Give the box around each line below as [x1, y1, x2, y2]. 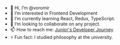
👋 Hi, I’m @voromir [10, 5, 50, 11]
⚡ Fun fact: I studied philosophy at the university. [10, 34, 113, 40]
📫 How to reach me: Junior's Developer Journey [10, 27, 114, 32]
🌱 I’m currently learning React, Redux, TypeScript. [10, 16, 115, 21]
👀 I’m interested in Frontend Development [10, 10, 98, 16]
